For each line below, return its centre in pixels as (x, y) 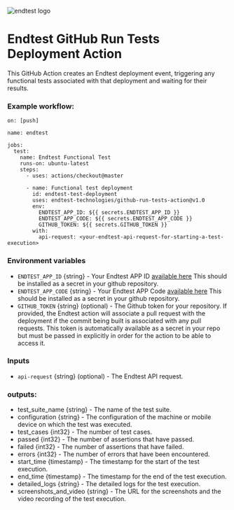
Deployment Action (65, 54)
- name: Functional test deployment (79, 188)
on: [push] (23, 121)
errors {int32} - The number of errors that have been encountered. (113, 454)
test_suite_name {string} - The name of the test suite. (94, 410)
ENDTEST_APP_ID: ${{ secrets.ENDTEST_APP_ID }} (109, 213)
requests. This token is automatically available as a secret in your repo (119, 328)
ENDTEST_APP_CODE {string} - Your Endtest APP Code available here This (119, 291)
